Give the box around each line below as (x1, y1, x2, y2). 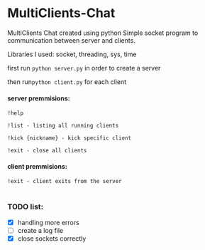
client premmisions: (7, 162, 67, 170)
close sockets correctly (17, 234, 87, 243)
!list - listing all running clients (7, 123, 119, 130)
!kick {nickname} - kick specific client (7, 135, 132, 142)
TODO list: (7, 202, 44, 212)
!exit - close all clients (7, 147, 87, 155)
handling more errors (17, 218, 79, 226)
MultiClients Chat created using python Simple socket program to (7, 28, 199, 37)
